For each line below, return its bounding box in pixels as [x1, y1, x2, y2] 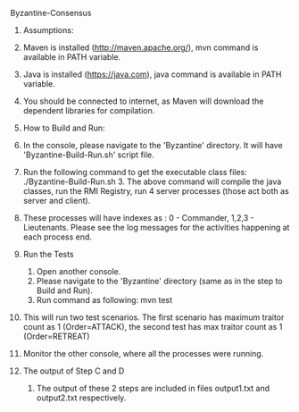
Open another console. [36, 266, 121, 276]
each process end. [22, 231, 93, 242]
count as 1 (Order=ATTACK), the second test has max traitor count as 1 [22, 322, 283, 332]
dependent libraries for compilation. [22, 105, 155, 115]
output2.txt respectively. [36, 392, 127, 403]
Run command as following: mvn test [36, 295, 173, 305]
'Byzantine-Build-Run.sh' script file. [22, 149, 154, 160]
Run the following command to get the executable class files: [22, 167, 248, 177]
